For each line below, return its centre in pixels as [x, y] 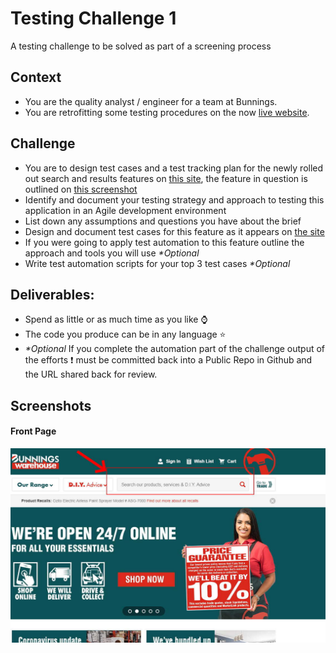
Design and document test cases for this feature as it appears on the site [174, 231]
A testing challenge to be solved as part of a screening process [141, 46]
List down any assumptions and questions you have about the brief [163, 221]
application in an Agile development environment [125, 210]
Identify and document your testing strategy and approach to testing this [174, 199]
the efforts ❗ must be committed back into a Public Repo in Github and [168, 360]
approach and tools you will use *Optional [112, 253]
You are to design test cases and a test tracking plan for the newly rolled [174, 168]
